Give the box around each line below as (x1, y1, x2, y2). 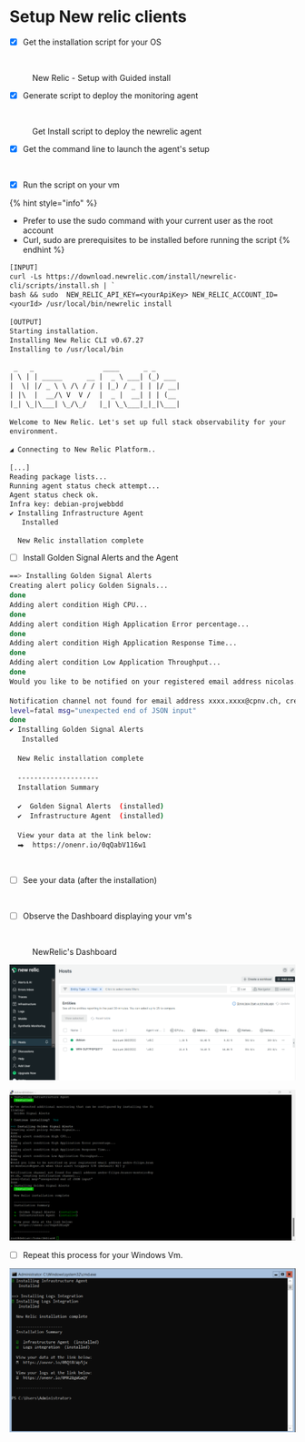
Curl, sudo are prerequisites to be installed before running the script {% (22, 235, 290, 246)
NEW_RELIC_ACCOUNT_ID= (192, 290, 279, 300)
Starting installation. (9, 327, 100, 336)
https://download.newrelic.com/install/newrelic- (45, 272, 238, 281)
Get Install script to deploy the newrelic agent (32, 126, 202, 137)
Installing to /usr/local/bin (9, 345, 124, 354)
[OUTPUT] (9, 318, 43, 327)
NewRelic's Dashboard (32, 946, 118, 957)
